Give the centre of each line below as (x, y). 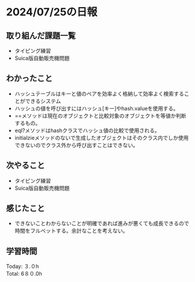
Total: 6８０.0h (24, 274)
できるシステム (43, 101)
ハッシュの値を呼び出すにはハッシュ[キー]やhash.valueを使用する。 (97, 108)
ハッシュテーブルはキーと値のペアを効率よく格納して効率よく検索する (99, 93)
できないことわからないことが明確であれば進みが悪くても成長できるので (102, 223)
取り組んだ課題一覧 (41, 36)
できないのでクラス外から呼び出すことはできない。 (76, 145)
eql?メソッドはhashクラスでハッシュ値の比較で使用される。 (87, 130)
